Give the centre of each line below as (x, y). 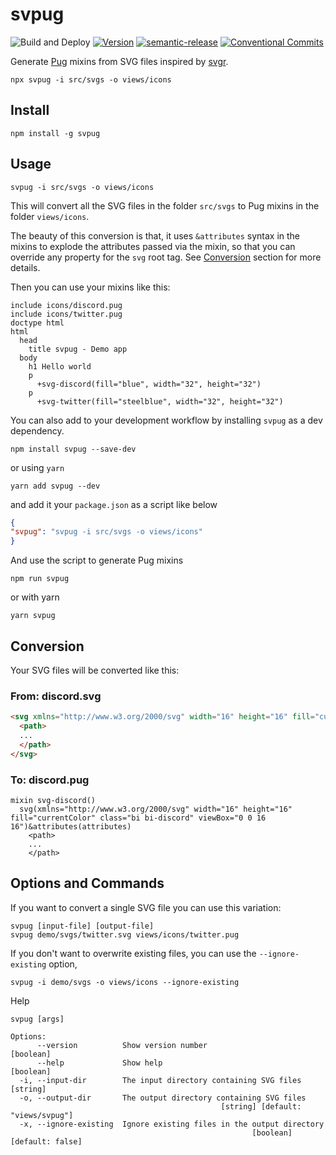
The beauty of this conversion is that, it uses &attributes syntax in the (155, 235)
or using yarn (37, 467)
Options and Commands (87, 883)
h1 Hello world (60, 366)
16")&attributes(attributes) (71, 826)
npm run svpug (40, 579)
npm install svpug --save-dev (73, 449)
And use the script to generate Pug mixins (97, 560)
